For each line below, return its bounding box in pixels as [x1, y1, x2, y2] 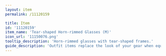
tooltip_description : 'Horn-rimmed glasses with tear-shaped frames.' [5, 39, 154, 44]
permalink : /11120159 [5, 12, 50, 17]
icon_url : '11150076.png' [5, 34, 58, 39]
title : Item [5, 21, 30, 26]
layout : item [5, 7, 32, 12]
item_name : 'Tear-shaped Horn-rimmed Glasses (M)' [5, 30, 112, 35]
